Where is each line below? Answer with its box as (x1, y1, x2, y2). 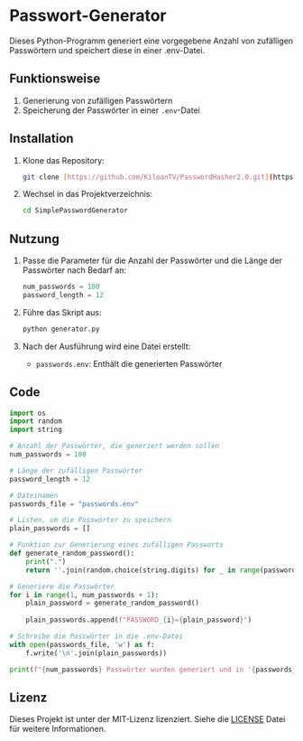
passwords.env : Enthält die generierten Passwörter (35, 358, 223, 369)
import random (9, 417, 63, 426)
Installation (9, 131, 74, 146)
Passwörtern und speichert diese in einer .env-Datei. (9, 44, 206, 55)
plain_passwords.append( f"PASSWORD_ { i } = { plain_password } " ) (25, 615, 252, 624)
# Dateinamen (9, 491, 59, 500)
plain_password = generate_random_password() (25, 598, 200, 608)
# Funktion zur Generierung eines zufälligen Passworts (9, 540, 224, 549)
